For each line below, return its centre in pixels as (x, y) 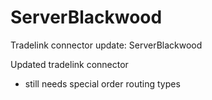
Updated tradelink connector (69, 64)
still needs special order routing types (102, 83)
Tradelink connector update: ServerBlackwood (106, 45)
